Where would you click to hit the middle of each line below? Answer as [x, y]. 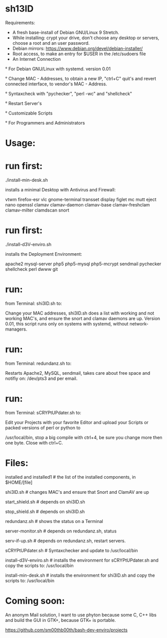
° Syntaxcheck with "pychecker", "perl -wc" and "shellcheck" [69, 93]
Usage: [21, 143]
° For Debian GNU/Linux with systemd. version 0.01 [58, 69]
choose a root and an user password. [51, 43]
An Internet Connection [37, 59]
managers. [16, 329]
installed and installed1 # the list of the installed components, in [71, 477]
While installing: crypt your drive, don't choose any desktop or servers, [86, 38]
